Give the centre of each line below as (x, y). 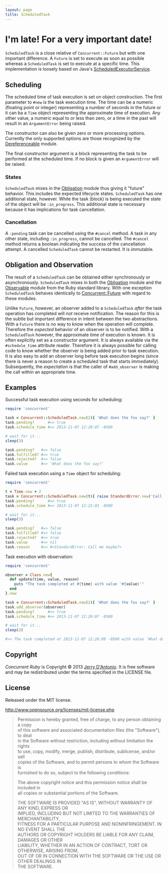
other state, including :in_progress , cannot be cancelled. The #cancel (77, 238)
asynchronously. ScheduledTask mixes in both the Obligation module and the (83, 282)
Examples (21, 388)
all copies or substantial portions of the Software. (68, 793)
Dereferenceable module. (31, 144)
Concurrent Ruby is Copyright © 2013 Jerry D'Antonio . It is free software (80, 667)
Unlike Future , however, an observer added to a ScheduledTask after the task (84, 308)
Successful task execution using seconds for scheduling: (64, 400)
